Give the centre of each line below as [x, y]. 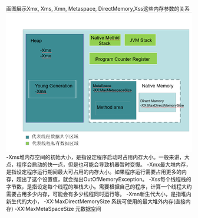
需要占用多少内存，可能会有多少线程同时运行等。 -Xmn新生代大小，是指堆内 [99, 194]
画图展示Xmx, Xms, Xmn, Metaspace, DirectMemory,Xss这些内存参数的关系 [98, 9]
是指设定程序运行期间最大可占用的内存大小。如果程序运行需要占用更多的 [94, 172]
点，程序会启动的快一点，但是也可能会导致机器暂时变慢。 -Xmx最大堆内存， [99, 165]
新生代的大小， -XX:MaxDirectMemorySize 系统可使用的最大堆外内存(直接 [96, 201]
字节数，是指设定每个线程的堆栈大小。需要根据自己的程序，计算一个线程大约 [99, 187]
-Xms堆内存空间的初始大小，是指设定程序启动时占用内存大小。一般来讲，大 [98, 157]
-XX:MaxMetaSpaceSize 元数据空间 [58, 209]
